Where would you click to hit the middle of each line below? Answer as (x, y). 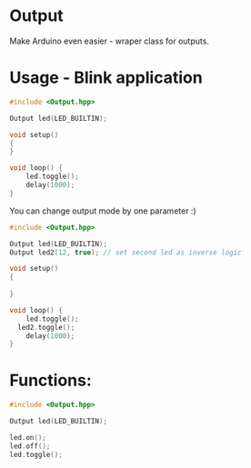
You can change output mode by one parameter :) (103, 211)
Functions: (51, 380)
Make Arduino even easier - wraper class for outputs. (109, 41)
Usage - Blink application (106, 78)
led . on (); (28, 437)
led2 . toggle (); (46, 327)
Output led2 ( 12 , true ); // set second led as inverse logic (126, 252)
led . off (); (30, 446)
